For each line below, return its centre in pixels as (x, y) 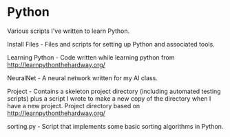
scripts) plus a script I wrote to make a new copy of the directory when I (109, 98)
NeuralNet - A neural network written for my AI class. (83, 78)
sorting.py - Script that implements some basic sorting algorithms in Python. (115, 126)
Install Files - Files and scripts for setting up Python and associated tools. (111, 44)
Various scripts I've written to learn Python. (69, 31)
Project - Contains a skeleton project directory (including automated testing (114, 91)
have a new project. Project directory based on (74, 105)
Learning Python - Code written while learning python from (91, 57)
